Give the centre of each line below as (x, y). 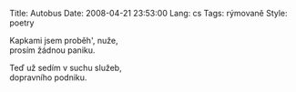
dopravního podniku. (48, 77)
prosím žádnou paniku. (52, 50)
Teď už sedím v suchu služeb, (66, 68)
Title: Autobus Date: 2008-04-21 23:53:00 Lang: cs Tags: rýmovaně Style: (149, 13)
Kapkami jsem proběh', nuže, (64, 41)
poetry (22, 23)
